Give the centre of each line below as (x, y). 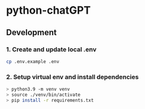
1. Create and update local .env (51, 49)
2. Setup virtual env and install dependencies (72, 77)
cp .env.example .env (33, 61)
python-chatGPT (49, 10)
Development (32, 32)
